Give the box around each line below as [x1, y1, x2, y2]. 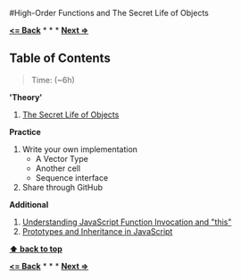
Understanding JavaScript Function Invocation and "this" [21, 216, 232, 227]
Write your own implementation [21, 143, 138, 155]
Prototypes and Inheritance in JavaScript [21, 225, 173, 236]
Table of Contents [9, 51, 112, 66]
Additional [9, 199, 49, 209]
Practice [9, 126, 42, 137]
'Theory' [9, 91, 43, 102]
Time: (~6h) [30, 74, 76, 85]
